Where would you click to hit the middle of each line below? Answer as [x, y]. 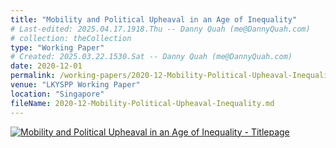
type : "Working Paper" [57, 47]
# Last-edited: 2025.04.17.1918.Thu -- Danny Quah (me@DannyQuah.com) [160, 29]
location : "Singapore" [57, 94]
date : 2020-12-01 [46, 66]
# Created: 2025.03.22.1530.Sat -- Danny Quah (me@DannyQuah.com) [151, 57]
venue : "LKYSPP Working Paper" [75, 85]
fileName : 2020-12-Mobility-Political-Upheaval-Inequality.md [142, 103]
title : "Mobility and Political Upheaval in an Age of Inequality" [154, 19]
